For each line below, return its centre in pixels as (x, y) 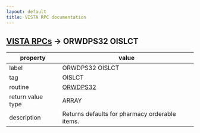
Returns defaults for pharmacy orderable (119, 114)
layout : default (26, 12)
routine (19, 87)
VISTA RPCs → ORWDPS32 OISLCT (72, 41)
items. (71, 121)
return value (26, 97)
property (33, 58)
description (25, 118)
